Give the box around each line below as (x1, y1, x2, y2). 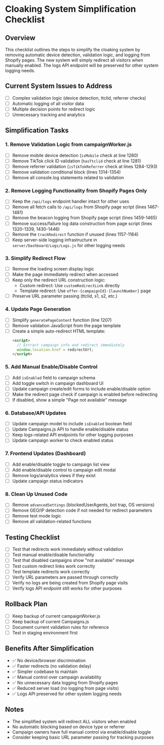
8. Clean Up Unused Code (5, 490, 68, 497)
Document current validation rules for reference (12, 624, 109, 630)
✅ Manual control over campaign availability (12, 674, 102, 680)
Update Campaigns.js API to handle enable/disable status (12, 426, 129, 432)
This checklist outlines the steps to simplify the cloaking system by (5, 47, 140, 52)
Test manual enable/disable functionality (12, 552, 95, 558)
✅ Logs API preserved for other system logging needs (12, 691, 122, 697)
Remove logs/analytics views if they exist (12, 472, 96, 478)
